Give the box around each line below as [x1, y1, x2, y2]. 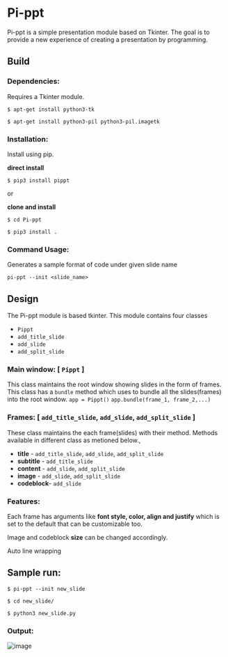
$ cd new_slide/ [7, 598, 54, 605]
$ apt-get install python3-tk [7, 106, 95, 113]
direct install [7, 163, 44, 172]
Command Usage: [7, 244, 70, 254]
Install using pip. [7, 150, 54, 158]
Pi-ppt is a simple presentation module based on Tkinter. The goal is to [7, 28, 210, 36]
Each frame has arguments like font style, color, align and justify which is [7, 512, 220, 520]
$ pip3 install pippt [7, 176, 70, 184]
